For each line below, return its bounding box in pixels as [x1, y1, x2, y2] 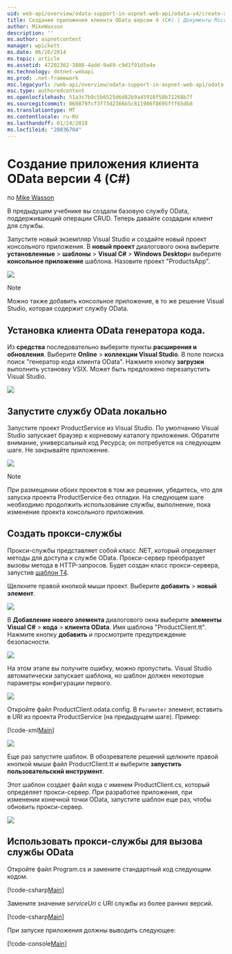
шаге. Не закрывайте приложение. [7, 445, 110, 454]
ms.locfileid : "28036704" [7, 126, 81, 133]
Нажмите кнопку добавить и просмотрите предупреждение [7, 630, 186, 638]
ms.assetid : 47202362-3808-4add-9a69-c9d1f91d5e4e [7, 62, 156, 69]
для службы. [7, 222, 45, 230]
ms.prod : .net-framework [7, 74, 79, 82]
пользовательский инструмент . [7, 767, 105, 775]
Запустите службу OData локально [7, 405, 167, 417]
